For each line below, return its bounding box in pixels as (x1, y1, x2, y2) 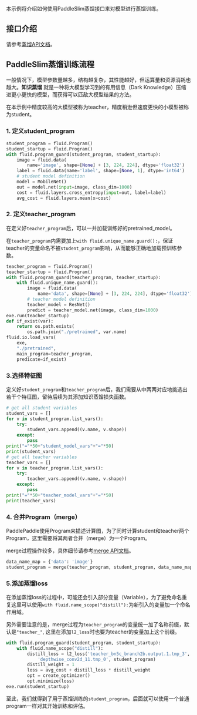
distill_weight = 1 (27, 662, 75, 668)
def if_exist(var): (6, 318, 54, 324)
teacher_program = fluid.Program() (6, 263, 93, 269)
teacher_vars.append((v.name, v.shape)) (27, 476, 127, 482)
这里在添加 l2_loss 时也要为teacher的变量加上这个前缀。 (45, 628, 181, 635)
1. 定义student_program (6, 127, 75, 135)
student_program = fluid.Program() (6, 140, 93, 146)
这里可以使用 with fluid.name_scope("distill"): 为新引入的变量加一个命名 (11, 601, 191, 608)
